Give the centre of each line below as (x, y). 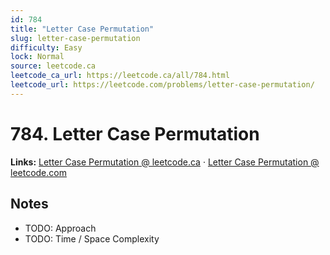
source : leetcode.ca (53, 66)
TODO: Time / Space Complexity (92, 238)
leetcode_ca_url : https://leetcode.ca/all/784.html (120, 76)
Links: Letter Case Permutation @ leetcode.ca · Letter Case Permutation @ (165, 162)
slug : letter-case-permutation (75, 38)
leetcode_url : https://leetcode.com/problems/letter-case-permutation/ (162, 85)
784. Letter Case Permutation (135, 133)
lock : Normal (37, 57)
